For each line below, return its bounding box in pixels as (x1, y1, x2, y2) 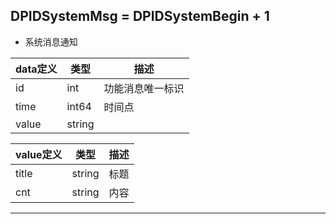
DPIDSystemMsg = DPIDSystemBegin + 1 (10, 8, 270, 25)
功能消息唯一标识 (103, 81, 185, 95)
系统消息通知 (24, 35, 78, 48)
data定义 (15, 62, 58, 76)
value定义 (15, 147, 63, 161)
